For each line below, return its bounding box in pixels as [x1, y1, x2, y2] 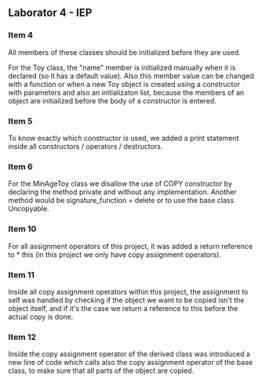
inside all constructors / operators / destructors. [8, 141, 163, 151]
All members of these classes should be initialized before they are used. [8, 47, 241, 57]
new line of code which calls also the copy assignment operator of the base [8, 358, 253, 367]
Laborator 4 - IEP [8, 6, 93, 20]
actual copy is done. [8, 312, 74, 321]
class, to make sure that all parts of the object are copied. [8, 366, 195, 375]
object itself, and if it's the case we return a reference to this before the [8, 303, 238, 313]
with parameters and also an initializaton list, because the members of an [8, 88, 245, 97]
